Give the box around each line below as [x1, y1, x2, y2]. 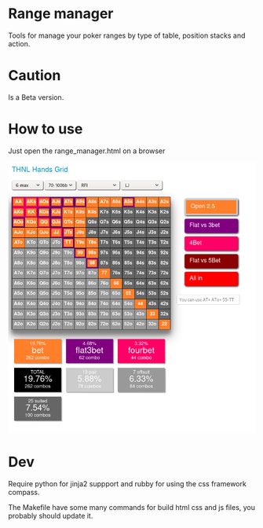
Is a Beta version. [8, 92, 64, 102]
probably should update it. [8, 511, 93, 520]
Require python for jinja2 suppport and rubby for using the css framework [8, 478, 247, 488]
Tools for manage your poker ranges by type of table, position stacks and [8, 31, 246, 40]
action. [8, 38, 31, 48]
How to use [8, 120, 83, 138]
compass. [8, 487, 41, 497]
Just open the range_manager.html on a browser [8, 146, 166, 156]
